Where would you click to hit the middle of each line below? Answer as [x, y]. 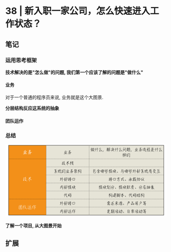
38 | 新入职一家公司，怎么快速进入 [78, 11]
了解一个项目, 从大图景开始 [34, 225]
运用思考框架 [21, 60]
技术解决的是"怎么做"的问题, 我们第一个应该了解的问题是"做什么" [74, 72]
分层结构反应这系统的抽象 [32, 108]
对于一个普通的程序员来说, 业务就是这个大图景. [55, 97]
